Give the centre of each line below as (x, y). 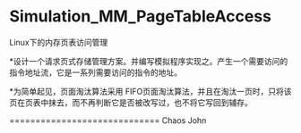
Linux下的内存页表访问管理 (59, 42)
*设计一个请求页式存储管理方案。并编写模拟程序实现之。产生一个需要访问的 (149, 61)
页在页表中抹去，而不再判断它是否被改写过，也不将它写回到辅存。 (131, 102)
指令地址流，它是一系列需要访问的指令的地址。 (95, 72)
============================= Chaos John (108, 120)
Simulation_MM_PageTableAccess (140, 17)
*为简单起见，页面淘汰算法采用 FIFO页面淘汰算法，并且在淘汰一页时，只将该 (150, 91)
